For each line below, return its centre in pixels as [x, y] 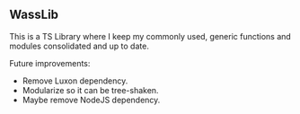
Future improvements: [50, 63]
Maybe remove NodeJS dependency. [91, 100]
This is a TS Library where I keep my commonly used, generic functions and [150, 36]
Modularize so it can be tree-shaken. [90, 90]
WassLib [34, 15]
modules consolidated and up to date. [79, 46]
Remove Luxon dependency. [75, 81]
